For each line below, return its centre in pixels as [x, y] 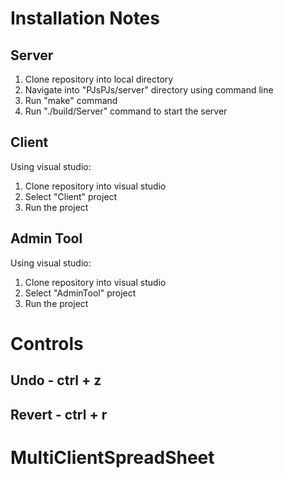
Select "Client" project [71, 196]
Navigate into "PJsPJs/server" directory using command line [149, 90]
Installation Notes [85, 18]
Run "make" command [71, 100]
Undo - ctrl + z [56, 380]
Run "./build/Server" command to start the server [126, 111]
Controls [47, 343]
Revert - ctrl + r [59, 414]
